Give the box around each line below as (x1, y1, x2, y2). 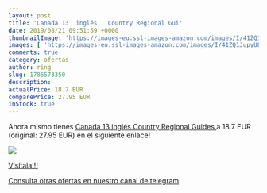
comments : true (8, 48, 59, 56)
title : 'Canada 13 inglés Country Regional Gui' (8, 19, 183, 27)
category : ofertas (8, 56, 69, 64)
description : (8, 78, 52, 86)
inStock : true (8, 100, 56, 108)
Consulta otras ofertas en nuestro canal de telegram (8, 176, 180, 186)
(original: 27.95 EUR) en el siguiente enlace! (8, 130, 151, 140)
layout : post (8, 11, 52, 20)
